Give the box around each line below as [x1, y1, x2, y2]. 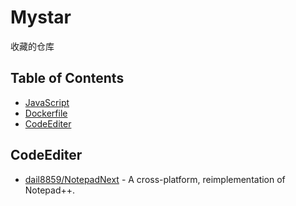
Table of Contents [10, 70, 125, 87]
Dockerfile [24, 107, 68, 119]
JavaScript [24, 96, 70, 108]
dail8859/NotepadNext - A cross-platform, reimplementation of [24, 173, 286, 185]
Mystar [10, 6, 72, 29]
